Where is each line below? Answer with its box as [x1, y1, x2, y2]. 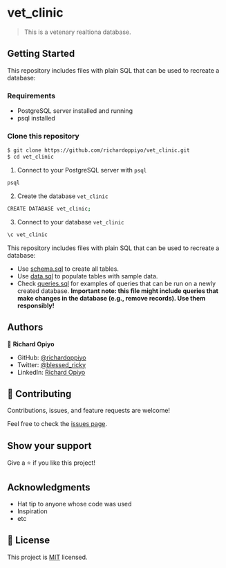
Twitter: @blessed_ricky [17, 360, 86, 369]
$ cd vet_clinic [7, 154, 54, 161]
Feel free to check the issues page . [7, 420, 107, 428]
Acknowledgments [7, 481, 91, 493]
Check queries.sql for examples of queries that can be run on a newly [17, 279, 216, 287]
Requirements [7, 91, 56, 100]
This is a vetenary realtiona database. [23, 28, 131, 36]
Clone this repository [7, 131, 79, 141]
